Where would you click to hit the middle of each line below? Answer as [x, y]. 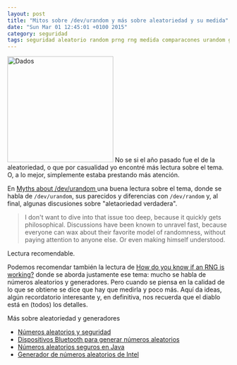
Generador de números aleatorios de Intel [78, 354]
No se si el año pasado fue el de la [165, 160]
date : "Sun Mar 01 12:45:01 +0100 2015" [68, 27]
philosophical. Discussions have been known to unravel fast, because [126, 225]
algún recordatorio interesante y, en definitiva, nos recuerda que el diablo [114, 297]
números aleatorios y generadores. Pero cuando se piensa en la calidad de [116, 282]
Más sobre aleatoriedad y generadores [64, 318]
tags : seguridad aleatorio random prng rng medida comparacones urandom [116, 40]
